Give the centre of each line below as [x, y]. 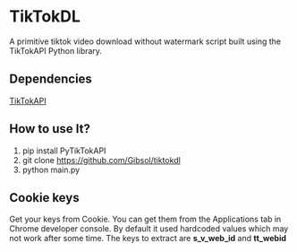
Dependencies [51, 79]
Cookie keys [44, 198]
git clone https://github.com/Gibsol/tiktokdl [101, 160]
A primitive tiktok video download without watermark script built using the [145, 41]
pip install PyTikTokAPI [64, 151]
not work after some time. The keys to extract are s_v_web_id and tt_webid [148, 239]
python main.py [51, 169]
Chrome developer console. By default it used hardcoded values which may [149, 229]
